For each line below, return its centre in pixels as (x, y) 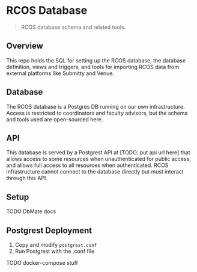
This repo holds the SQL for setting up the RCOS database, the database (96, 60)
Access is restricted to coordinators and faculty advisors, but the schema (97, 113)
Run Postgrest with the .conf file (55, 251)
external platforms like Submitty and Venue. (60, 73)
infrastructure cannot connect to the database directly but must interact (95, 172)
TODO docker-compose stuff (42, 263)
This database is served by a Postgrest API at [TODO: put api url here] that (98, 153)
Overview (25, 46)
